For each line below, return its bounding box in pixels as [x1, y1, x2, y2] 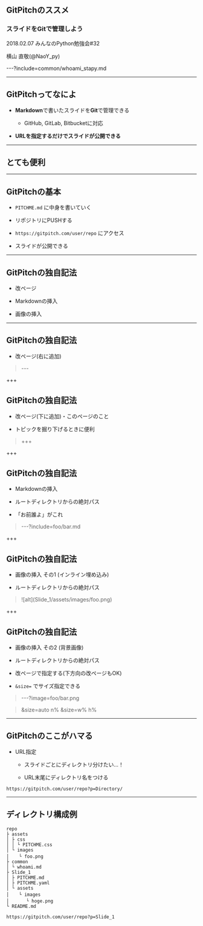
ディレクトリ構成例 [6, 809, 77, 820]
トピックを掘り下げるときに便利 [14, 425, 95, 433]
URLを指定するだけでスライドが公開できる [14, 132, 121, 140]
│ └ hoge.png [6, 898, 54, 904]
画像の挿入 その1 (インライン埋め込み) [14, 571, 109, 578]
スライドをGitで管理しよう [6, 25, 83, 33]
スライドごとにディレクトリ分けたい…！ [24, 760, 124, 768]
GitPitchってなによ [6, 89, 77, 100]
